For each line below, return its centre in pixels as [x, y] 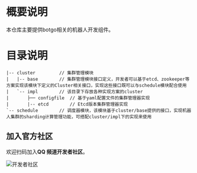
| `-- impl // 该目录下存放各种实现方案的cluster [75, 92]
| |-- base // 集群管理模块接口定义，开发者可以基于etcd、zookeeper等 [98, 79]
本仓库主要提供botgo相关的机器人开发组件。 [60, 30]
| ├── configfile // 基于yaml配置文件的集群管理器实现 [78, 98]
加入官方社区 [30, 136]
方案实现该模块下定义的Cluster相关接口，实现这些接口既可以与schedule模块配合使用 [96, 85]
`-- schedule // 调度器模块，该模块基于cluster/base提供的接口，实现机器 [99, 110]
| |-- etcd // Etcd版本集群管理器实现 [67, 104]
